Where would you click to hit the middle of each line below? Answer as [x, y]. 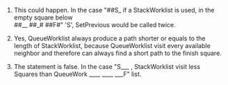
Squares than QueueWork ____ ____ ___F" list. [78, 74]
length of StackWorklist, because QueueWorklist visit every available [112, 46]
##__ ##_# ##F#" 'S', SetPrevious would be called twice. [95, 25]
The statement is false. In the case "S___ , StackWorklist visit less [107, 67]
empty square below [43, 17]
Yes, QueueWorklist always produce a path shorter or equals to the [109, 38]
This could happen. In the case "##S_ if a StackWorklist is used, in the [114, 10]
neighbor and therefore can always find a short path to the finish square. [118, 53]
